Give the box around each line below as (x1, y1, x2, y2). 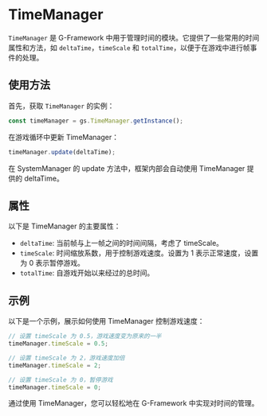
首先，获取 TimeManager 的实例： (8, 101, 115, 111)
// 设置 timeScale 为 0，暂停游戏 (8, 375, 113, 383)
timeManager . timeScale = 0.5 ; (8, 340, 109, 348)
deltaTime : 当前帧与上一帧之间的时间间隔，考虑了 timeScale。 (19, 239, 224, 248)
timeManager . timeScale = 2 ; (8, 361, 102, 369)
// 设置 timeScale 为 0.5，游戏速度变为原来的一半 (8, 332, 162, 340)
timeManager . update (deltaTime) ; (8, 148, 116, 156)
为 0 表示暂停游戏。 (19, 259, 85, 268)
